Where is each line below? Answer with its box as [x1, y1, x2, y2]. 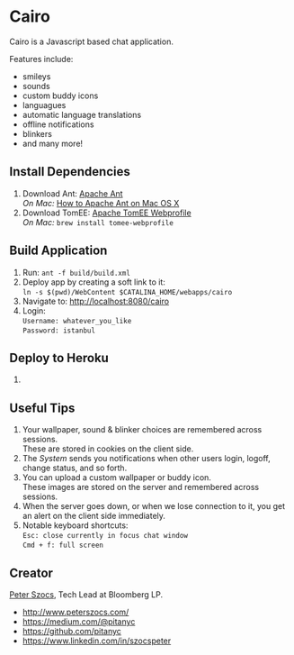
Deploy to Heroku [9, 350, 110, 366]
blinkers [22, 128, 52, 139]
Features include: [9, 53, 74, 64]
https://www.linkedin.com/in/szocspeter [22, 635, 172, 646]
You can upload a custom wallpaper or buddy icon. [22, 472, 211, 483]
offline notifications [22, 119, 94, 130]
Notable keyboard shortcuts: [22, 520, 129, 531]
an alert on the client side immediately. [22, 511, 166, 522]
